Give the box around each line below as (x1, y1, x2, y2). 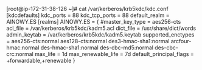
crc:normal (6, 51, 33, 57)
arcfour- (170, 38, 192, 44)
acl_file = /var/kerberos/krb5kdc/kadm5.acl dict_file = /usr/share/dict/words (6, 24, 197, 32)
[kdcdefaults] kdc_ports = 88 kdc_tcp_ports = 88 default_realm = (6, 12, 170, 19)
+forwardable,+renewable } (6, 57, 75, 64)
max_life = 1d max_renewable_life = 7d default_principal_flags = (34, 51, 195, 57)
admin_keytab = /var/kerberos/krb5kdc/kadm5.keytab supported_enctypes (6, 31, 195, 38)
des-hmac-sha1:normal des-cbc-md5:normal (40, 44, 154, 51)
